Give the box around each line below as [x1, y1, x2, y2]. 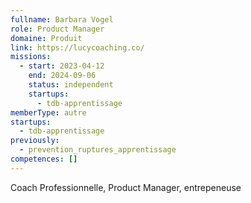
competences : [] [10, 154, 78, 164]
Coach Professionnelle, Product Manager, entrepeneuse [10, 181, 242, 193]
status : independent [28, 80, 114, 90]
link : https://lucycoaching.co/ [10, 42, 145, 53]
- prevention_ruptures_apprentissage [19, 145, 177, 155]
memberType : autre [10, 107, 87, 118]
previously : [10, 136, 60, 146]
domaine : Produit [10, 33, 83, 43]
